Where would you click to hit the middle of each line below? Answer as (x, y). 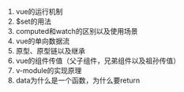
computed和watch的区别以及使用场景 (77, 31)
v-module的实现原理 (49, 70)
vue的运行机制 (39, 11)
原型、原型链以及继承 (50, 51)
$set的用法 (33, 21)
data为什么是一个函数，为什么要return (78, 80)
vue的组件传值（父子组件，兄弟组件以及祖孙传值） (98, 61)
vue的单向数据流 (43, 41)
